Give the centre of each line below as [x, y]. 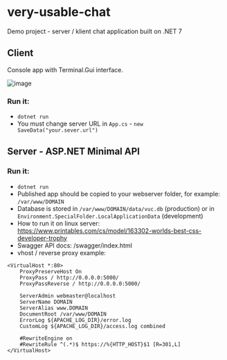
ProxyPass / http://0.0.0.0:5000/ [69, 277]
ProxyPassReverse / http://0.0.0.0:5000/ [80, 284]
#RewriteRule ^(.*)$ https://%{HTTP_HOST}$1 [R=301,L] [100, 344]
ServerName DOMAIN [46, 302]
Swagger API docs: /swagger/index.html [75, 245]
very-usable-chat [59, 12]
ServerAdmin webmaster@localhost [68, 295]
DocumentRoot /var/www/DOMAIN [63, 314]
